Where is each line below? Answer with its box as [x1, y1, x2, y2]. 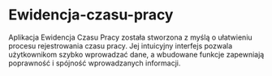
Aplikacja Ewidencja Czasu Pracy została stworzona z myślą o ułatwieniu [8, 32, 253, 42]
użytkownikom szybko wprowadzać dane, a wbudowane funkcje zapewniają [8, 49, 265, 59]
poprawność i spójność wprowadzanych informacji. [8, 58, 181, 68]
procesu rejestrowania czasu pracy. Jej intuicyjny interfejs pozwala [8, 40, 233, 50]
